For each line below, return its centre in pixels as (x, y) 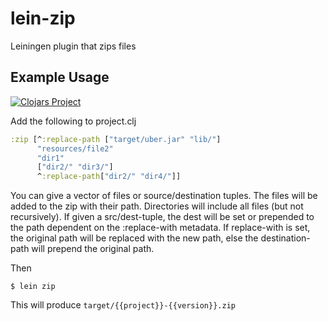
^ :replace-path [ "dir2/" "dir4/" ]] (109, 177)
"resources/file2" (75, 148)
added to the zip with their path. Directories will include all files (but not (157, 206)
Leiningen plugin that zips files (73, 46)
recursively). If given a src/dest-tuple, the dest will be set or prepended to (162, 217)
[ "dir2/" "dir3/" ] (75, 167)
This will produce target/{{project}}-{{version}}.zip (123, 305)
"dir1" (50, 158)
